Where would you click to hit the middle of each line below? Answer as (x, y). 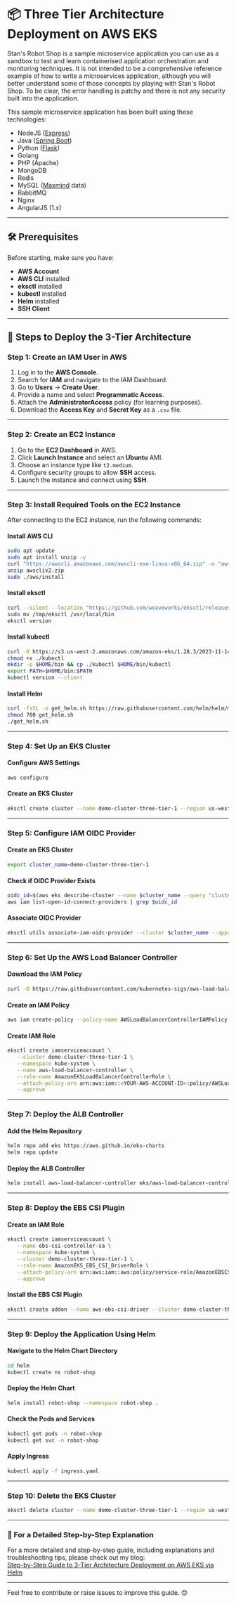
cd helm (19, 1365)
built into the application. (43, 98)
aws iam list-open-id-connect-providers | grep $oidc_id (92, 902)
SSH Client (34, 308)
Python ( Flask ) (39, 148)
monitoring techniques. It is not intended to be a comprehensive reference (115, 68)
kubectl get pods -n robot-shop (54, 1434)
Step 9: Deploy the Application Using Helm (81, 1334)
